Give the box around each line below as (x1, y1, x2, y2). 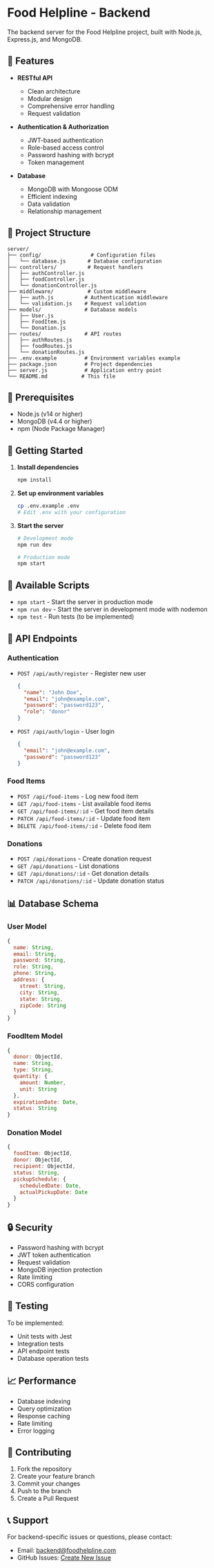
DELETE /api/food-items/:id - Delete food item (17, 821, 151, 829)
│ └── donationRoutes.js (7, 349, 85, 355)
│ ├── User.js (7, 312, 54, 319)
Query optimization (17, 1404, 72, 1413)
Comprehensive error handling (27, 102, 115, 110)
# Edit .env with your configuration (17, 509, 126, 516)
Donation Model (7, 1128, 62, 1138)
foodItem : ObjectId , (13, 1150, 72, 1157)
